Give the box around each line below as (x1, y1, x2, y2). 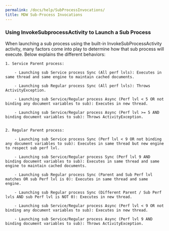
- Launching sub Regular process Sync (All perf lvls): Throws (14, 83, 151, 88)
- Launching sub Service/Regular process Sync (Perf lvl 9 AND (14, 154, 151, 159)
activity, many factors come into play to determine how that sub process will (5, 46, 164, 52)
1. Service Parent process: (5, 61, 65, 66)
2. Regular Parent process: (5, 127, 65, 133)
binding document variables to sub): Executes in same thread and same (5, 158, 159, 164)
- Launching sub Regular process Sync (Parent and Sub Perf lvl (14, 172, 153, 177)
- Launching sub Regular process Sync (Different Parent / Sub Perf (14, 190, 162, 195)
